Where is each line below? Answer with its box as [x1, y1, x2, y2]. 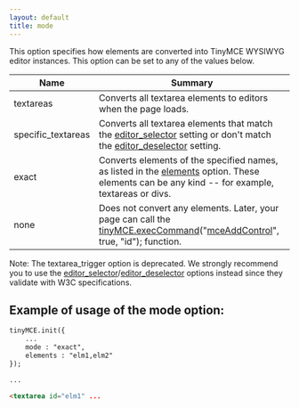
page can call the [98, 213, 171, 225]
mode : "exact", [25, 343, 86, 352]
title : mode [9, 21, 53, 30]
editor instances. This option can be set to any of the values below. [9, 55, 255, 66]
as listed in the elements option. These [98, 165, 260, 177]
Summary [170, 77, 214, 89]
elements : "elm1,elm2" [25, 351, 114, 360]
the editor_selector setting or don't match [98, 128, 271, 141]
